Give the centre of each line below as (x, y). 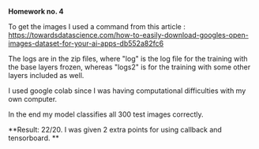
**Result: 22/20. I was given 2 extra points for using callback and (115, 130)
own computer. (33, 99)
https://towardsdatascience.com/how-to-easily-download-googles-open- (128, 35)
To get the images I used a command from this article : (97, 26)
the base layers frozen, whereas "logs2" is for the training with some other (129, 67)
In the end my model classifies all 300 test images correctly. (106, 114)
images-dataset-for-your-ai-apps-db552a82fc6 (86, 43)
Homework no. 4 (36, 11)
